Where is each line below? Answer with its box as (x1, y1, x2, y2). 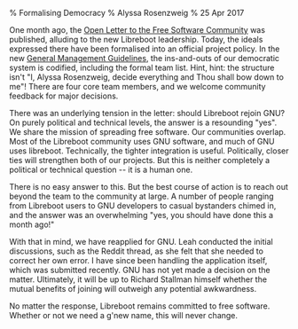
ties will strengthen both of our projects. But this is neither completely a (9, 155, 271, 165)
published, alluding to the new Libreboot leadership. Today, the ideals (9, 35, 263, 44)
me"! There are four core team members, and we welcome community (9, 82, 266, 91)
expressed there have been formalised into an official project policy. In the (9, 43, 280, 54)
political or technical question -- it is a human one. (9, 164, 193, 175)
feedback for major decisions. (9, 90, 119, 101)
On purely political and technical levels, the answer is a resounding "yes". (9, 117, 278, 128)
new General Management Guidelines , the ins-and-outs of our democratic (9, 53, 280, 63)
